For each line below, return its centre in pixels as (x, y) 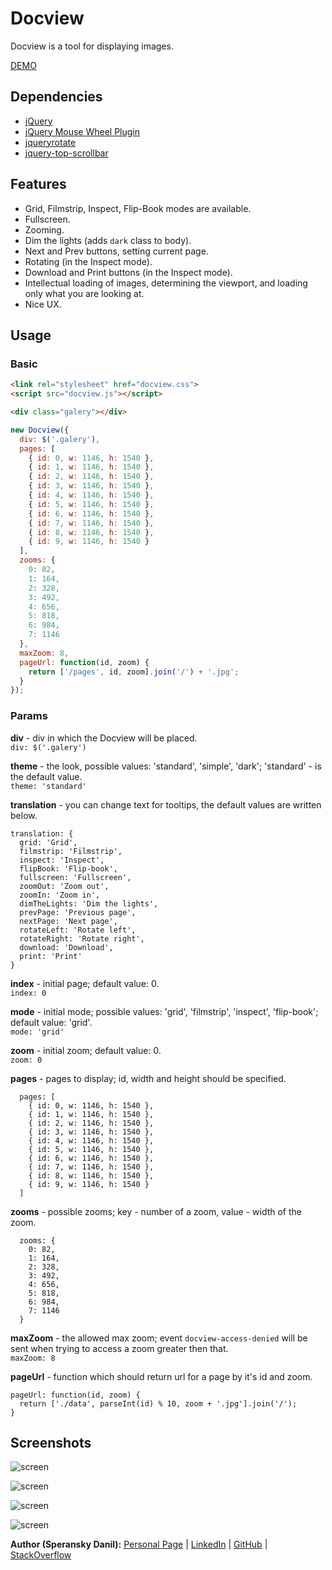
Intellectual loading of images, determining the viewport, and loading (166, 283)
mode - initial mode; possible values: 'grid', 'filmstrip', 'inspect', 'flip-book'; (164, 1011)
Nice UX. (43, 304)
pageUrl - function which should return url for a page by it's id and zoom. (161, 1376)
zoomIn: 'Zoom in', (60, 895)
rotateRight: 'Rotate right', (82, 938)
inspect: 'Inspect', (62, 860)
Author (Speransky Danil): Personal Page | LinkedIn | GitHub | (139, 1544)
